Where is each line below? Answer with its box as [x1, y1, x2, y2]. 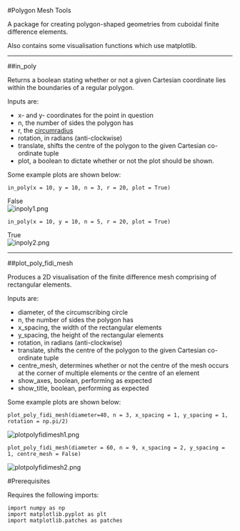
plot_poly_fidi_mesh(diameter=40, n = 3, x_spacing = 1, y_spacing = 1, [7, 412, 229, 419]
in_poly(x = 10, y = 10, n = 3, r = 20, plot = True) [7, 184, 171, 192]
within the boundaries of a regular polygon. [7, 84, 134, 91]
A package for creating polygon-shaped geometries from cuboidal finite [7, 20, 219, 28]
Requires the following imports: [7, 491, 99, 499]
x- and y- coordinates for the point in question [17, 111, 154, 119]
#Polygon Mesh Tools [7, 6, 71, 14]
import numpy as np [7, 505, 66, 512]
